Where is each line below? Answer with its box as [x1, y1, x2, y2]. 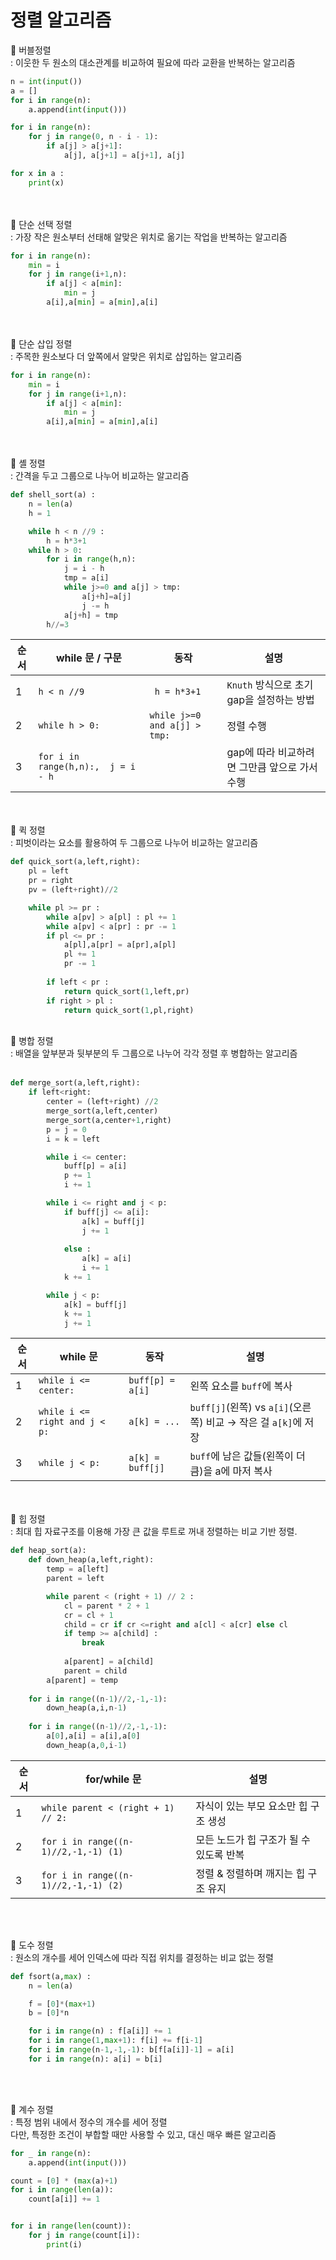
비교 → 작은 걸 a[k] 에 [205, 1416, 303, 1430]
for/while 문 [85, 1772, 142, 1786]
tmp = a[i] [63, 573, 110, 583]
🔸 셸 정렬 [10, 457, 46, 470]
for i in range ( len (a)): [10, 2185, 114, 2195]
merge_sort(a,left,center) [46, 1106, 159, 1116]
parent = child [63, 1666, 128, 1676]
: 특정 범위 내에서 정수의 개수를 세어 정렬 [10, 2116, 168, 2128]
